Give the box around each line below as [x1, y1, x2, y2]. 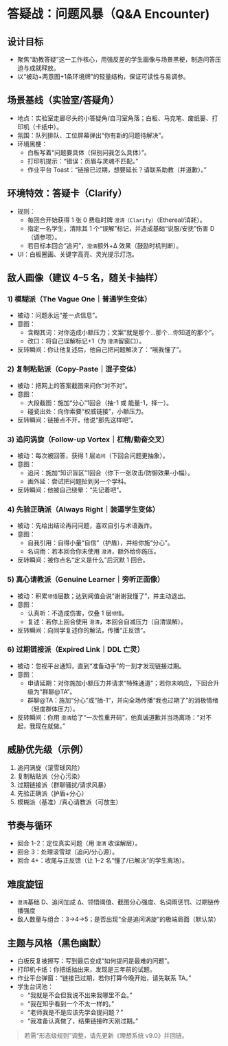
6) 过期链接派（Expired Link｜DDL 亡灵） [7, 645, 144, 655]
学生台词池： [16, 983, 54, 991]
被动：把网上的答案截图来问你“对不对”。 [16, 381, 132, 389]
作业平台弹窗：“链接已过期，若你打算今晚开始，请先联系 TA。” [16, 974, 192, 982]
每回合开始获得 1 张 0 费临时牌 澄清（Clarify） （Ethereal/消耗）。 [27, 216, 206, 224]
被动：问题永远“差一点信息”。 [16, 311, 102, 319]
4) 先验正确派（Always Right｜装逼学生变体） [7, 504, 160, 514]
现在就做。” [35, 722, 65, 730]
